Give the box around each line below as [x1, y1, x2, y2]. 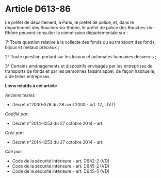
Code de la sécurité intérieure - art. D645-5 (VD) [12, 168, 110, 174]
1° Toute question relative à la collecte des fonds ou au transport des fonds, [5, 39, 156, 45]
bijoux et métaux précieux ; [5, 44, 60, 50]
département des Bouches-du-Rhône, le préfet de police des [5, 24, 127, 30]
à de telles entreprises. [5, 73, 51, 79]
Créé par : [5, 129, 24, 135]
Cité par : [5, 148, 23, 154]
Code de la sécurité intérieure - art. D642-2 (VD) [12, 158, 110, 163]
